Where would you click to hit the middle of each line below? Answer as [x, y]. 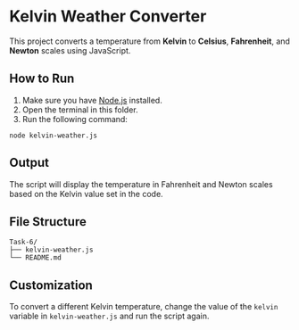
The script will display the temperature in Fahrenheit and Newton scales [141, 184]
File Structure [48, 222]
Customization [51, 285]
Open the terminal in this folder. [80, 110]
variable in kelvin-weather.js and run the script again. [109, 316]
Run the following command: [75, 119]
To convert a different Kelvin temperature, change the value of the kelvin [144, 307]
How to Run [42, 79]
